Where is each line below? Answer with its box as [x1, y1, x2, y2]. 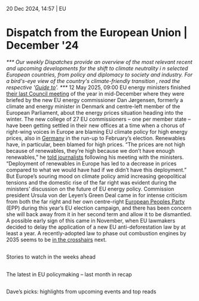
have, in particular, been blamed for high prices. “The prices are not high [6, 140, 185, 148]
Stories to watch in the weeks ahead [6, 253, 96, 260]
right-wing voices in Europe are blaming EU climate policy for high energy [6, 128, 188, 135]
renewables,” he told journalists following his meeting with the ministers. [6, 153, 184, 161]
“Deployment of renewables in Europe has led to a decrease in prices [6, 159, 177, 167]
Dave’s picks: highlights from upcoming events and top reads [6, 288, 157, 295]
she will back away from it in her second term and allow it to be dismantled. [6, 210, 192, 217]
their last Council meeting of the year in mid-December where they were [6, 90, 185, 97]
